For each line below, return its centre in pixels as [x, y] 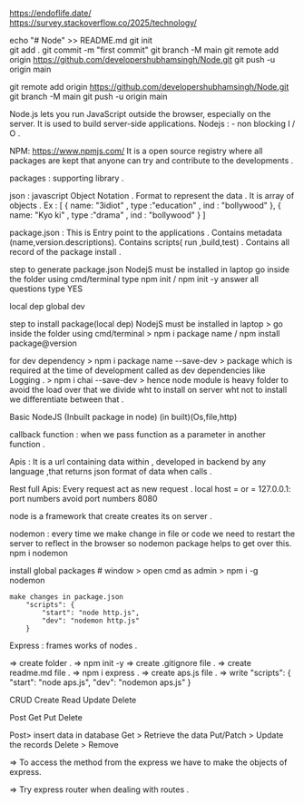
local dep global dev [47, 306]
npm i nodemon [39, 553]
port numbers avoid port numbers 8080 [83, 499]
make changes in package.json [67, 597]
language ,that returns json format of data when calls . [111, 471]
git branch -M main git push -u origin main [88, 96]
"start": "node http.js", [91, 613]
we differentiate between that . [67, 399]
